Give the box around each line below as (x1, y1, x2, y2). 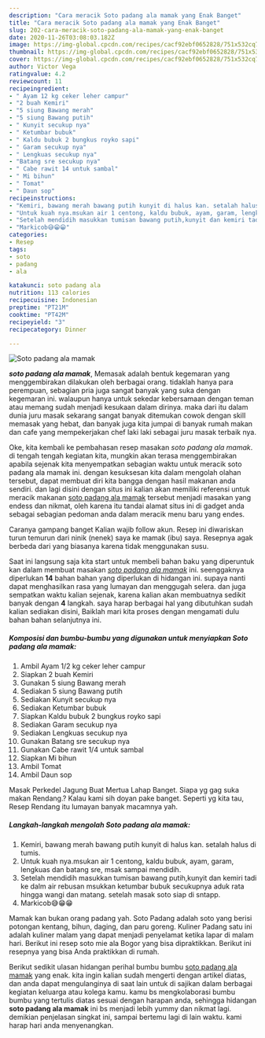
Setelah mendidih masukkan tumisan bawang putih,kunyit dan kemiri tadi (20, 874, 257, 883)
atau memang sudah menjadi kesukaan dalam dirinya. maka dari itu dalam (9, 403, 248, 412)
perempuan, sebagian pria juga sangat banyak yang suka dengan (9, 386, 221, 396)
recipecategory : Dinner (9, 326, 87, 333)
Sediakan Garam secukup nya (20, 720, 118, 730)
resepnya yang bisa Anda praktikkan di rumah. (9, 947, 160, 956)
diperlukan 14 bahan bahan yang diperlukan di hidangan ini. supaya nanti (9, 573, 246, 583)
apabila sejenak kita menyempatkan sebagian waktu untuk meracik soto (9, 459, 242, 469)
